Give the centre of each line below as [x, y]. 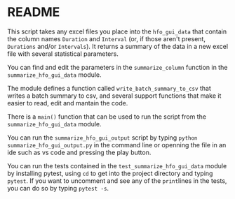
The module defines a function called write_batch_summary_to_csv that [109, 88]
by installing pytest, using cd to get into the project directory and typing [110, 173]
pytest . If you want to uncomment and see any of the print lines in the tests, [117, 180]
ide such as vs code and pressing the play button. [79, 152]
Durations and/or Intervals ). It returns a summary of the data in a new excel [118, 46]
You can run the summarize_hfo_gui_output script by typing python [102, 138]
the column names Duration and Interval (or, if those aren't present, [106, 38]
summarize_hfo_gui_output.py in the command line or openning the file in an [117, 145]
